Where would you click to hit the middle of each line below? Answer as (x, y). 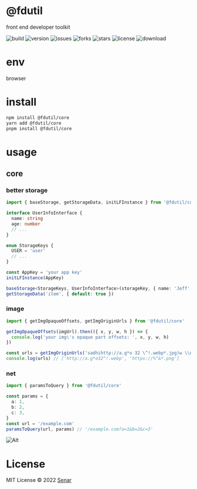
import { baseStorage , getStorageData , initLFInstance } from (84, 203)
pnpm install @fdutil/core (39, 128)
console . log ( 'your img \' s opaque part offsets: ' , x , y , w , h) (90, 337)
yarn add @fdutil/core (34, 123)
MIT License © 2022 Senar (39, 480)
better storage (27, 190)
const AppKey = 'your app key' (44, 273)
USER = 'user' (28, 251)
